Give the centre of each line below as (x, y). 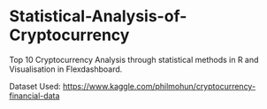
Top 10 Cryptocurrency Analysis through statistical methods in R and (134, 59)
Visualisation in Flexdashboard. (66, 69)
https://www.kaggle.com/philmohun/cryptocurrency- (160, 86)
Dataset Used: (35, 86)
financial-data (34, 96)
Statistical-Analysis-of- (98, 16)
